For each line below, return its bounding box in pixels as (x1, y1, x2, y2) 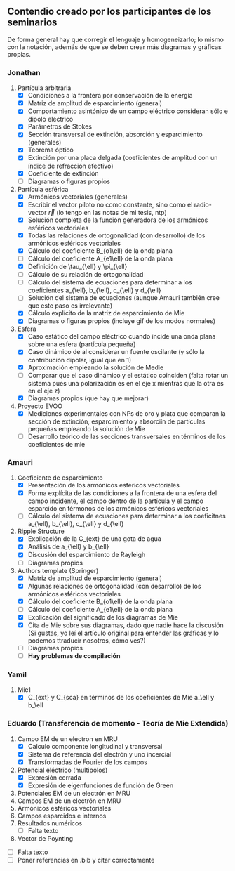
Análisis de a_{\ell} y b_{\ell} (27, 542, 109, 551)
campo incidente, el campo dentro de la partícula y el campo (27, 497, 203, 505)
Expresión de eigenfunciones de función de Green (27, 781, 174, 790)
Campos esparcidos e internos (17, 811, 107, 820)
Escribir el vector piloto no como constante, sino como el (27, 200, 193, 209)
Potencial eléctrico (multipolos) (17, 766, 108, 774)
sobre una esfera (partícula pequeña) (27, 340, 136, 348)
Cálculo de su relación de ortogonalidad (27, 270, 144, 279)
